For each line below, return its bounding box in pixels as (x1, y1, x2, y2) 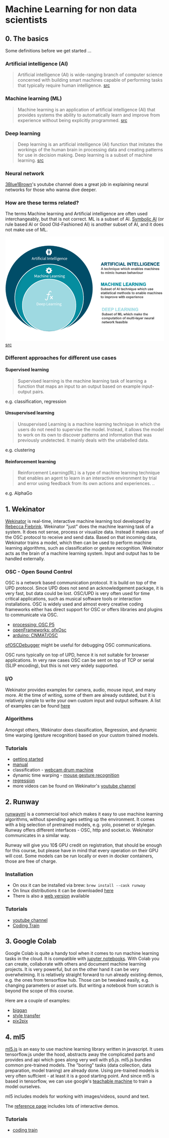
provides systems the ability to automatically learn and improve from (17, 112, 160, 118)
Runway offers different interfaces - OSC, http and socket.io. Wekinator (5, 827, 154, 833)
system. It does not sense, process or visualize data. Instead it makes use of (5, 528, 164, 535)
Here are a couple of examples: (5, 997, 71, 1004)
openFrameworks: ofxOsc (12, 627, 67, 633)
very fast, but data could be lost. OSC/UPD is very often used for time (5, 590, 150, 596)
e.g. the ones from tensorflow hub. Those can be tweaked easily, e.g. (5, 977, 150, 983)
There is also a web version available (12, 893, 90, 899)
